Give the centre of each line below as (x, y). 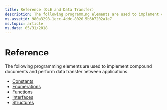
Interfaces (23, 97)
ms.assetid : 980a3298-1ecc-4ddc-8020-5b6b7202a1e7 (59, 19)
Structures (23, 103)
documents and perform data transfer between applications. (67, 72)
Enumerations (27, 87)
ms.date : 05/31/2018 (27, 28)
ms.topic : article (24, 24)
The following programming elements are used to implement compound (79, 66)
